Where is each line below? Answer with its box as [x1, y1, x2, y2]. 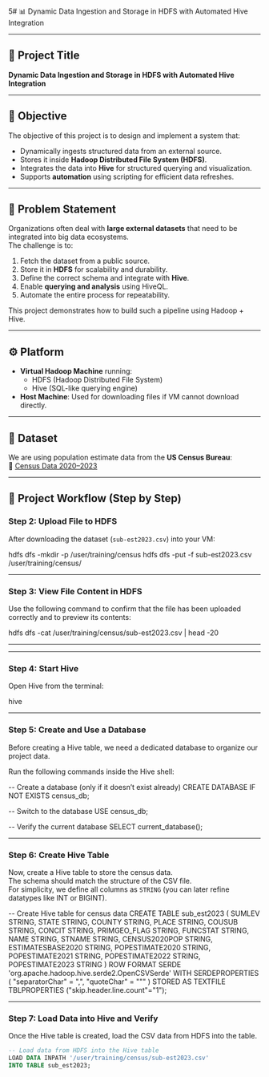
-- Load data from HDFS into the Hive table [8, 1047, 159, 1055]
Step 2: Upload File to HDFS [8, 516, 118, 527]
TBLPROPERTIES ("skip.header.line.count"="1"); [8, 985, 167, 994]
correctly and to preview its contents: [8, 613, 131, 622]
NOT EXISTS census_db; [8, 791, 90, 800]
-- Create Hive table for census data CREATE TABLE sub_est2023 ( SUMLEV [8, 909, 260, 918]
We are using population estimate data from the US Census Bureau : [8, 452, 233, 463]
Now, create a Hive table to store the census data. [8, 867, 174, 877]
